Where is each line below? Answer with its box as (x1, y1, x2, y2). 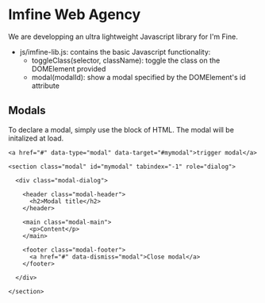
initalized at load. (8, 133, 64, 143)
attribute (31, 81, 60, 90)
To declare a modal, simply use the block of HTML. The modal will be (8, 125, 234, 134)
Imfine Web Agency (8, 6, 141, 24)
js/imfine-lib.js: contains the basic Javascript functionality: (19, 47, 211, 56)
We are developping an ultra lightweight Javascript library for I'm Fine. (8, 32, 238, 41)
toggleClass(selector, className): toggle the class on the (31, 56, 221, 65)
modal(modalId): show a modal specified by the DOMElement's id (31, 72, 246, 82)
